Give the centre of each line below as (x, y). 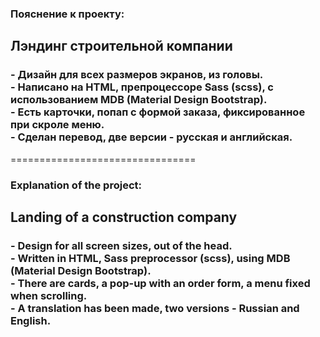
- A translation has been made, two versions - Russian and (155, 308)
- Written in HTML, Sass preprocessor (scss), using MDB (150, 258)
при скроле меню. (57, 125)
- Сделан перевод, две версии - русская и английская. (151, 137)
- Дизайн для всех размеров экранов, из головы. (137, 75)
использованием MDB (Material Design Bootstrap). (139, 100)
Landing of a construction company (124, 217)
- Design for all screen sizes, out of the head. (121, 245)
